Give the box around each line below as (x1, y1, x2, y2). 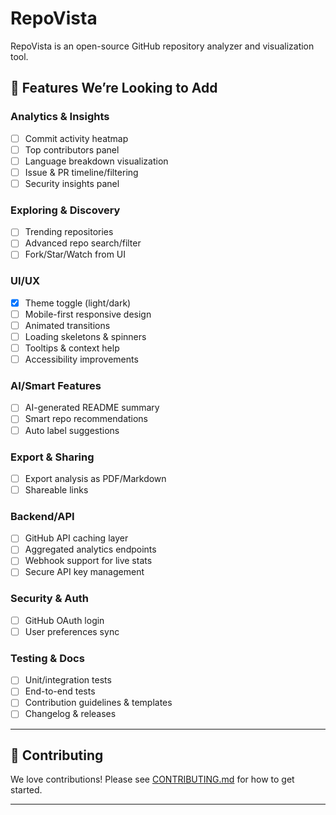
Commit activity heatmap (24, 132, 129, 144)
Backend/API (10, 509, 75, 523)
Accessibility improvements (24, 353, 139, 366)
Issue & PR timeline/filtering (24, 166, 139, 178)
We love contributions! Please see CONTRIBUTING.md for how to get (10, 773, 295, 786)
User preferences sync (24, 625, 120, 637)
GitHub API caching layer (24, 532, 129, 544)
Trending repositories (24, 226, 114, 238)
